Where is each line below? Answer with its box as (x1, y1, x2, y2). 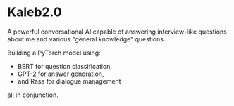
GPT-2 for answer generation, (17, 69, 104, 78)
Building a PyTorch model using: (7, 48, 101, 57)
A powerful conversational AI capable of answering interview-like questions (7, 27, 227, 36)
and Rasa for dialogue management (17, 77, 121, 85)
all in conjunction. (7, 91, 58, 99)
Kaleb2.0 (7, 4, 62, 20)
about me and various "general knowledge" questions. (7, 34, 166, 43)
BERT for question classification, (17, 62, 113, 70)
